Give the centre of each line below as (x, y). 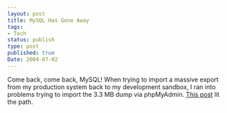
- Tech (17, 33)
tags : (15, 27)
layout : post (26, 14)
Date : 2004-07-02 (33, 60)
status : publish (31, 40)
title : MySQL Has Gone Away (48, 20)
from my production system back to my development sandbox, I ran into (112, 87)
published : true (31, 53)
